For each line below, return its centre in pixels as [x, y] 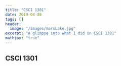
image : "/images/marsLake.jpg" [43, 29]
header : [13, 24]
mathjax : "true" [22, 38]
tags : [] [14, 19]
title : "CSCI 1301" [26, 10]
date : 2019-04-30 [24, 15]
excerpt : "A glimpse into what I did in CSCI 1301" [61, 33]
